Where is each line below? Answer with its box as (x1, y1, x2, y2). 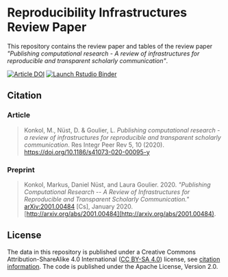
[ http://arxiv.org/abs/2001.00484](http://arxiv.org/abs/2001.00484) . (23, 209, 216, 217)
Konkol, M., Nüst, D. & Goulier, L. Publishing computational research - (23, 125, 220, 134)
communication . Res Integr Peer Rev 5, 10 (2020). (23, 141, 164, 149)
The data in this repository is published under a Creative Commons (7, 248, 197, 256)
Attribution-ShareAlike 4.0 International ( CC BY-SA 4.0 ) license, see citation (7, 255, 220, 263)
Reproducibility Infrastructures (7, 5, 187, 21)
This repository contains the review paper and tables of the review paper (7, 42, 213, 50)
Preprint (7, 165, 36, 174)
